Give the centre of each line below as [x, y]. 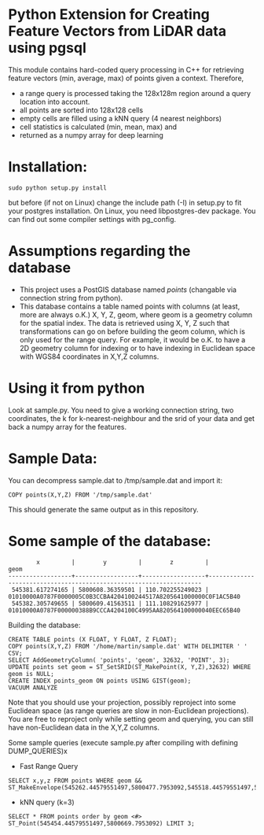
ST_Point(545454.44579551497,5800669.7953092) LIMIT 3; [101, 823]
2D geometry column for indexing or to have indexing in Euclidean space [137, 348]
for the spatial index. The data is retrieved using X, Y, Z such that [124, 323]
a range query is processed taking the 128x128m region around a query [135, 93]
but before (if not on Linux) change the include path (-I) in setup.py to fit [125, 202]
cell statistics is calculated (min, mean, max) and [98, 127]
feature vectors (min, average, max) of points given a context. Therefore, [126, 78]
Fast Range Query [49, 766]
